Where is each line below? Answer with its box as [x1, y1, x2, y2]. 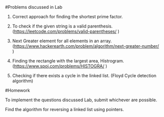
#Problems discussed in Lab [5, 4, 62, 10]
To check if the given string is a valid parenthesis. [12, 23, 113, 29]
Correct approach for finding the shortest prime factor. [12, 14, 123, 19]
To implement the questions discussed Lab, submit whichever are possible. [5, 97, 157, 103]
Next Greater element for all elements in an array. [12, 38, 112, 44]
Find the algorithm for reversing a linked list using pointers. [5, 107, 124, 112]
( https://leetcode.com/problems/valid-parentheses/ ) [12, 29, 119, 34]
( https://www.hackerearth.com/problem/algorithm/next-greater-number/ [12, 43, 160, 49]
